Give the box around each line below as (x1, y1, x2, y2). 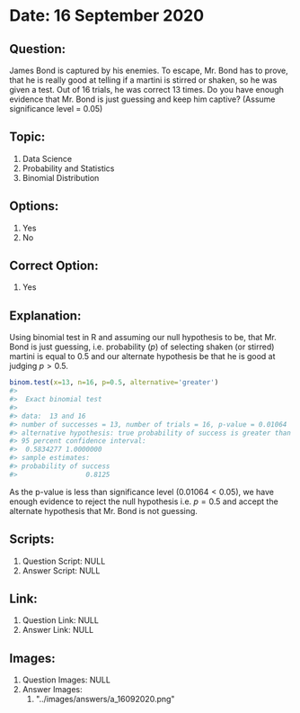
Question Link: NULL (22, 615, 99, 626)
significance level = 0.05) (9, 104, 103, 113)
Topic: (9, 130, 46, 145)
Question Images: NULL (22, 674, 110, 685)
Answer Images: (22, 684, 83, 695)
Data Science (22, 153, 73, 164)
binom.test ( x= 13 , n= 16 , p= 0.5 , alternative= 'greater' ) (9, 378, 219, 387)
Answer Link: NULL (22, 625, 94, 636)
